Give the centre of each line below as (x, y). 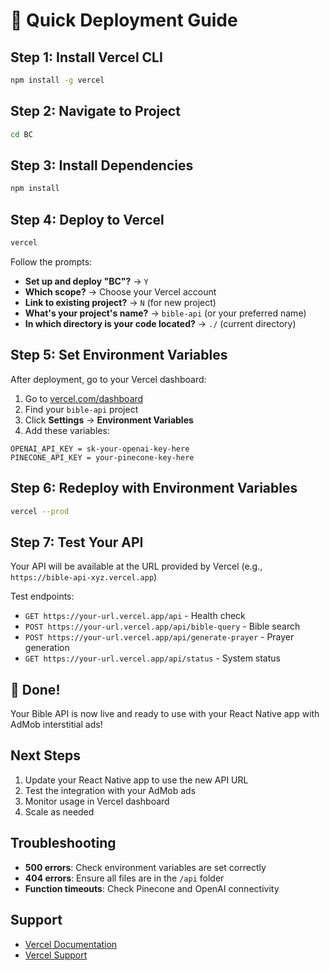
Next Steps (45, 755)
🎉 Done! (35, 689)
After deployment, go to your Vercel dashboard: (108, 379)
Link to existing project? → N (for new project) (120, 302)
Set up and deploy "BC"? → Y (86, 281)
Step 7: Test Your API (77, 542)
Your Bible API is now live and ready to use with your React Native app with (165, 714)
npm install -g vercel (57, 80)
